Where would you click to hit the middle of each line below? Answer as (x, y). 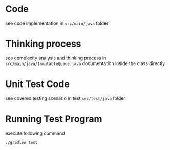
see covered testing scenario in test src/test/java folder (65, 98)
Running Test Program (54, 119)
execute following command (35, 133)
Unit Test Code (38, 84)
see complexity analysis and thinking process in (56, 58)
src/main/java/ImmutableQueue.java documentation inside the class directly (85, 63)
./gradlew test (22, 142)
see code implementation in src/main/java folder (57, 23)
